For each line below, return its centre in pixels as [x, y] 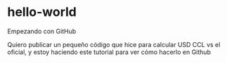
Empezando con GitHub [42, 31]
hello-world [42, 12]
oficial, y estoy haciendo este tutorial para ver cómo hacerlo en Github [109, 52]
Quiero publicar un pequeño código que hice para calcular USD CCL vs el [114, 44]
